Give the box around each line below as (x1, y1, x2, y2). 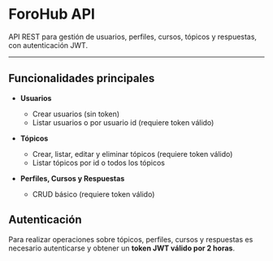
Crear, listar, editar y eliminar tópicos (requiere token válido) (32, 149, 233, 159)
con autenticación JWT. (8, 40, 88, 50)
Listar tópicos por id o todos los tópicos (32, 158, 165, 167)
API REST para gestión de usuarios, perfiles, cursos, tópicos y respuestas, (8, 32, 258, 41)
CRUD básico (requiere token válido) (32, 189, 155, 199)
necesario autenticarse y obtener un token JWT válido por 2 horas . (8, 243, 236, 253)
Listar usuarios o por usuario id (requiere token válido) (32, 117, 214, 127)
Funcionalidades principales (8, 72, 155, 85)
